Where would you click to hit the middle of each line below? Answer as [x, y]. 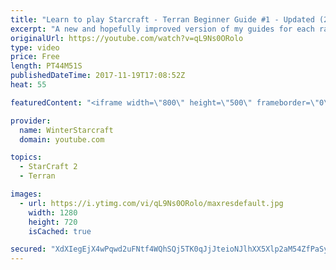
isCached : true [60, 231]
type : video [35, 47]
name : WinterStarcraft [66, 130]
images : [26, 194]
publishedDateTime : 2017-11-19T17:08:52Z [98, 76]
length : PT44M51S [46, 66]
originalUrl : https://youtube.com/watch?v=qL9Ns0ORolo [127, 38]
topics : [26, 157]
